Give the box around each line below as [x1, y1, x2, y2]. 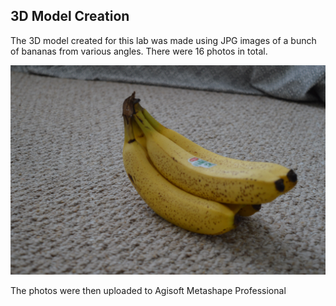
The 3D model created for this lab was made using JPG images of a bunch [10, 34, 317, 46]
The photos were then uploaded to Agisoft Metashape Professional [10, 284, 287, 296]
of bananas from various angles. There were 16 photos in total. [10, 45, 268, 57]
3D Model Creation [10, 8, 130, 25]
